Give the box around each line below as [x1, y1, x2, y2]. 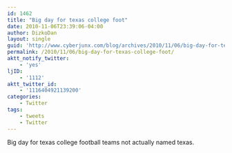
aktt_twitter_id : [7, 81, 57, 88]
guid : [7, 42, 23, 49]
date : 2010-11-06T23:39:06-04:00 [7, 23, 104, 30]
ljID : [7, 68, 23, 74]
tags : [7, 106, 23, 113]
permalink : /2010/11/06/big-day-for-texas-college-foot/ [7, 49, 175, 56]
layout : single [7, 36, 51, 43]
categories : [7, 94, 41, 101]
